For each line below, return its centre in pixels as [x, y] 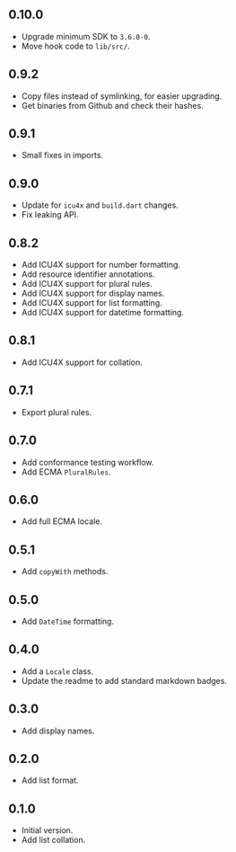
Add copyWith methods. [65, 572]
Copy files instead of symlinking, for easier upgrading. [122, 96]
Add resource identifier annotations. [88, 274]
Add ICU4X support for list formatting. [92, 303]
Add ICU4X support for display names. [93, 293]
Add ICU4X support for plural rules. [87, 284]
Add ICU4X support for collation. [82, 362]
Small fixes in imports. [62, 155]
